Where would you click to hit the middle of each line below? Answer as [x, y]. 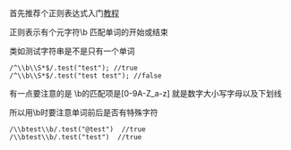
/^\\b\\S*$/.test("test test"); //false [86, 76]
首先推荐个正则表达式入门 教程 [64, 13]
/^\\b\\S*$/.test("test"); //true [74, 68]
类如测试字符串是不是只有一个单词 [72, 51]
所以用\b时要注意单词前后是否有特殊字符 [84, 112]
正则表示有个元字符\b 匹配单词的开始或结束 [89, 32]
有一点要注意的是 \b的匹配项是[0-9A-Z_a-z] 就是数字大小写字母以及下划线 [145, 93]
